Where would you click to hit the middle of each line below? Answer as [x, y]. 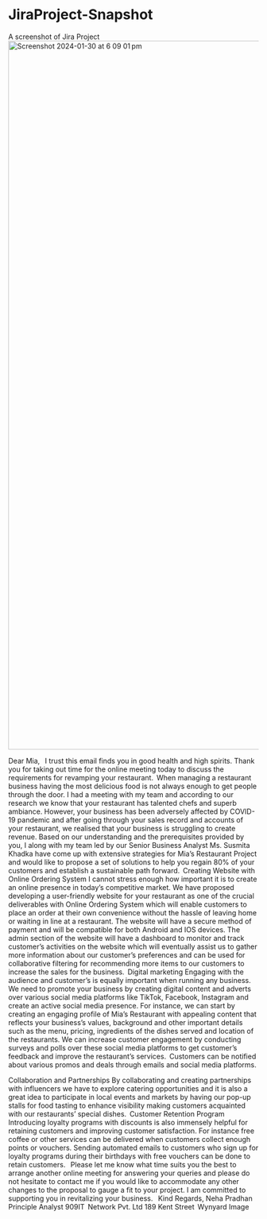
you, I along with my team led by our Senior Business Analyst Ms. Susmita [129, 845]
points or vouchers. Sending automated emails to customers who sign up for [133, 1147]
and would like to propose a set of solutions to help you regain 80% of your [132, 862]
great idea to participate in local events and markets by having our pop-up [130, 1097]
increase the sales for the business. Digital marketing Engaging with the [126, 972]
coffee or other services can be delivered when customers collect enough [130, 1139]
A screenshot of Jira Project [54, 37]
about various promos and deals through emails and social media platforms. [132, 1064]
